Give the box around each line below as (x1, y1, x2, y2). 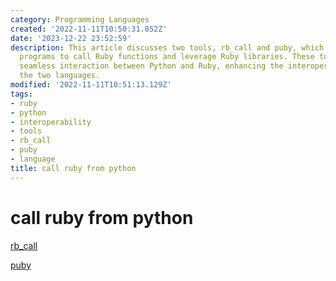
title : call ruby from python (10, 163, 137, 173)
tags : (10, 89, 33, 99)
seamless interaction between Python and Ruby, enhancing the (19, 61, 284, 71)
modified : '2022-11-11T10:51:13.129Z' (10, 80, 172, 90)
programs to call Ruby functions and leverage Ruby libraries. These (19, 52, 315, 62)
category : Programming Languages (10, 14, 150, 25)
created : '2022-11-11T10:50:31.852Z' (10, 24, 168, 34)
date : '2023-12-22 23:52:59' (10, 33, 132, 43)
